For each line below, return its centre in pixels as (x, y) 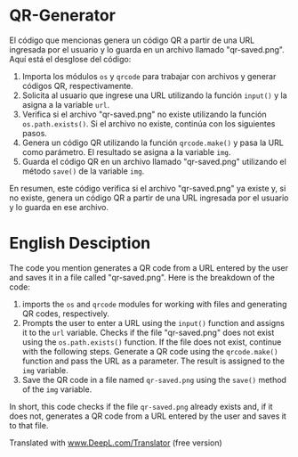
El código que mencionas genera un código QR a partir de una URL (132, 40)
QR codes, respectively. (65, 314)
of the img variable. (57, 389)
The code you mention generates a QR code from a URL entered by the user (149, 267)
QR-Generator (62, 16)
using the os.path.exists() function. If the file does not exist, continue (152, 342)
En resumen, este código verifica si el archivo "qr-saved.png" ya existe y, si (148, 188)
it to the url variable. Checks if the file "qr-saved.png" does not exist (148, 332)
